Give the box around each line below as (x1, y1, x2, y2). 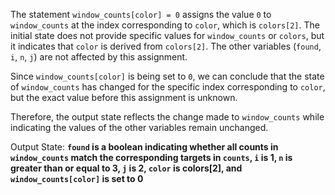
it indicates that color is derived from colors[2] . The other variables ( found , (10, 40, 322, 52)
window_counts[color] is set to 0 (10, 173, 144, 184)
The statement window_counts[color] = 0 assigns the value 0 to (10, 9, 272, 20)
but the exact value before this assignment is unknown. (10, 92, 238, 103)
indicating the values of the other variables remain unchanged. (10, 122, 269, 133)
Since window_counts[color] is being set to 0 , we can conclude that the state (10, 70, 325, 82)
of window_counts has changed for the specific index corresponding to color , (10, 81, 326, 93)
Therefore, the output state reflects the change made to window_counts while (10, 111, 325, 123)
